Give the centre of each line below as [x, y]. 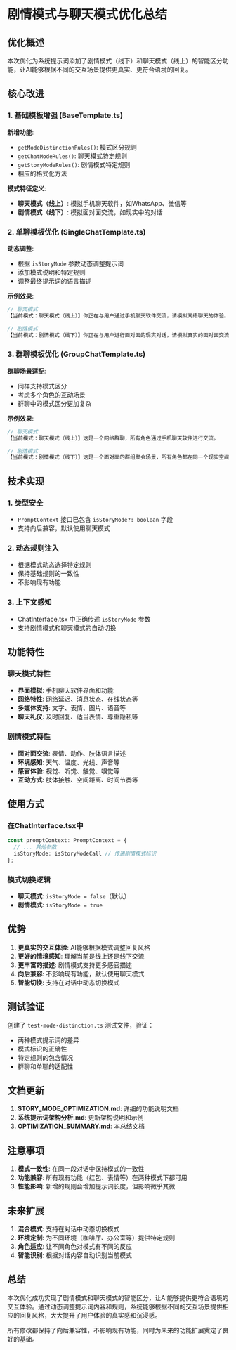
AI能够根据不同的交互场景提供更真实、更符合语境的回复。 [109, 70]
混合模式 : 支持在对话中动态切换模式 [68, 1229]
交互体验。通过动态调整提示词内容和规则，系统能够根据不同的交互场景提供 [115, 1306]
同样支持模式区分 [42, 386]
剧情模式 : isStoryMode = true [60, 905]
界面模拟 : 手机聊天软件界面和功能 [65, 690]
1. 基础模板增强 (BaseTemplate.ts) [65, 115]
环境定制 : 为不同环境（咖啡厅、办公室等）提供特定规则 [96, 1238]
